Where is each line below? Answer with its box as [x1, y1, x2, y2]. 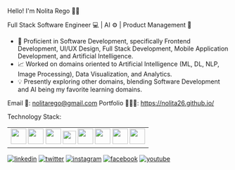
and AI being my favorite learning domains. [17, 85, 143, 93]
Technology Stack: [7, 112, 62, 121]
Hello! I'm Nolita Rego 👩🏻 [7, 7, 80, 15]
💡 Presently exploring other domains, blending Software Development [17, 77, 220, 86]
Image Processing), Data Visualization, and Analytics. [17, 70, 172, 78]
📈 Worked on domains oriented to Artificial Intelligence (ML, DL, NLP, [17, 60, 220, 68]
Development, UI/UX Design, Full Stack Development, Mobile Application [17, 44, 229, 53]
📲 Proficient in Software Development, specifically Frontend [17, 37, 191, 45]
